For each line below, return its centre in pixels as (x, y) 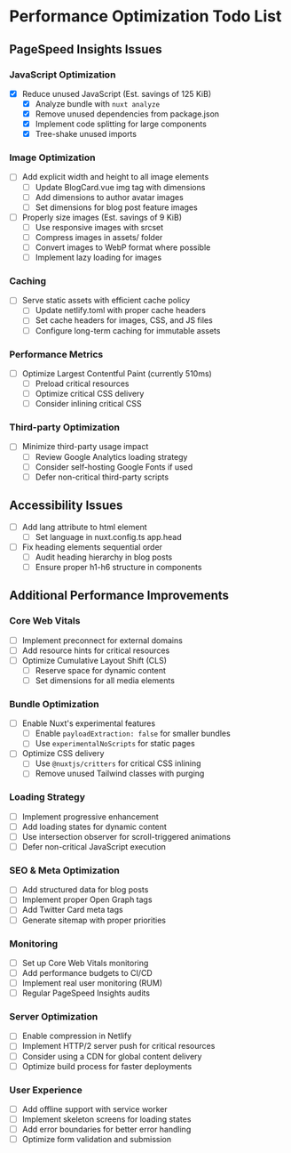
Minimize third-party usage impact (85, 447)
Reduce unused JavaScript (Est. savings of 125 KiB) (116, 93)
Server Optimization (54, 1017)
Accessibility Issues (66, 506)
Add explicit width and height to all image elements (115, 177)
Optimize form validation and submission (96, 1140)
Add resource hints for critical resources (96, 650)
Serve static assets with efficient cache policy (106, 301)
